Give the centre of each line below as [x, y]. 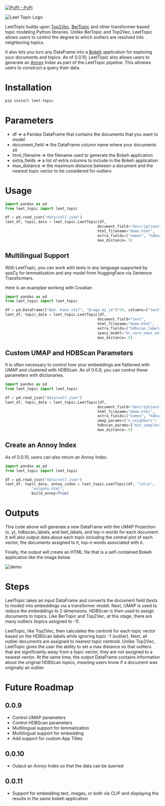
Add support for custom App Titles [47, 738]
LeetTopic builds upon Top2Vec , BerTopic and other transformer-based [77, 27]
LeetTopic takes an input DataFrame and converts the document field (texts [82, 600]
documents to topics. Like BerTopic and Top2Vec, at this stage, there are [79, 616]
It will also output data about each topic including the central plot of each [79, 537]
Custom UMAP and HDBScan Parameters [69, 353]
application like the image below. [38, 557]
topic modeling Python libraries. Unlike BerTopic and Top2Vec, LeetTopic [79, 32]
